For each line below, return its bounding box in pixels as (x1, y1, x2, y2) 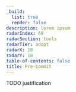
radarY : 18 (6, 52, 33, 58)
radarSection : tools (6, 36, 58, 42)
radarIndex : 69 (6, 31, 44, 37)
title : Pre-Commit (6, 63, 52, 70)
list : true (11, 14, 39, 20)
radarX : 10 (6, 47, 33, 53)
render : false (11, 19, 46, 25)
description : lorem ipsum (6, 25, 70, 31)
